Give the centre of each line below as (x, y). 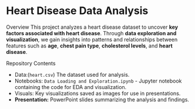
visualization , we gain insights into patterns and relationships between (92, 39)
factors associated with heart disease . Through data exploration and (91, 33)
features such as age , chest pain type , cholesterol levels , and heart (90, 46)
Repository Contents (31, 63)
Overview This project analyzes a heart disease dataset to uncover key (92, 27)
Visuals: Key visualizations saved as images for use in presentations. (97, 93)
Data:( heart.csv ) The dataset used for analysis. (72, 74)
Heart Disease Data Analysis (77, 11)
